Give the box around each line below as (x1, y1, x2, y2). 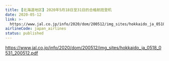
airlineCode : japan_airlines (5, 26, 66, 31)
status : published (5, 31, 44, 36)
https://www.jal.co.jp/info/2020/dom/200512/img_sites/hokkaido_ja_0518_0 (5, 45, 162, 50)
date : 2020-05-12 (5, 12, 42, 17)
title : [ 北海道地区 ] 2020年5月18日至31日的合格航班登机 (5, 7, 112, 13)
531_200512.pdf (5, 50, 39, 56)
